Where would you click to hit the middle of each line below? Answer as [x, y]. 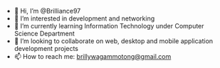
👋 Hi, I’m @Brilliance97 [47, 11]
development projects [46, 49]
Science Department [44, 33]
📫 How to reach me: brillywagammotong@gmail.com [93, 56]
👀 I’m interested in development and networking [84, 18]
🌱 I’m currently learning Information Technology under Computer [109, 26]
